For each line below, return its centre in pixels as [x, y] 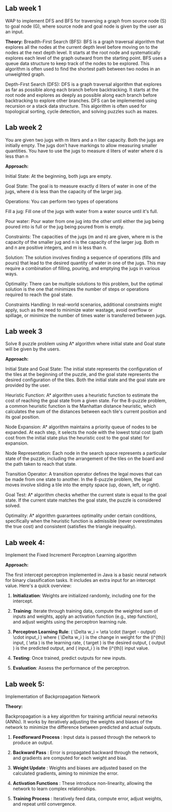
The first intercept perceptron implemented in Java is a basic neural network [86, 575]
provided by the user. [28, 385]
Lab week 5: [25, 684]
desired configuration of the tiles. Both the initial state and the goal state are [85, 380]
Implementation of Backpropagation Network [53, 697]
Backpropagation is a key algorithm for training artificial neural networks [81, 716]
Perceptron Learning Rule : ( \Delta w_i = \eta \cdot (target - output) [84, 632]
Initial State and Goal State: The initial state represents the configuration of [84, 369]
